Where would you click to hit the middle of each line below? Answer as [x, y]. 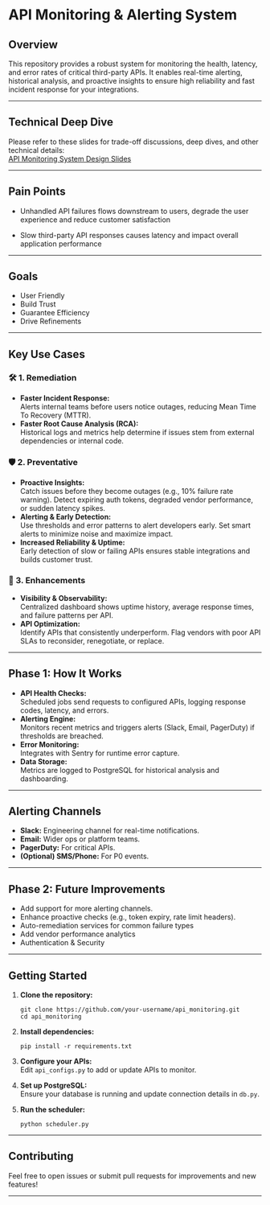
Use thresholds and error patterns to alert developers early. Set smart [135, 525]
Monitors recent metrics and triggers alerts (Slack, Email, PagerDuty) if [137, 727]
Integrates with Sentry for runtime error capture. [100, 753]
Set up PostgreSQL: [53, 1085]
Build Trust [38, 304]
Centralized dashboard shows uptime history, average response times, [137, 607]
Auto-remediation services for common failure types [107, 926]
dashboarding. [44, 779]
